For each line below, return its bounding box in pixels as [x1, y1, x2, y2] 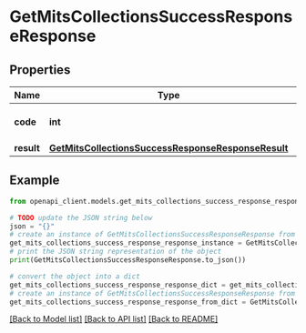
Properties [9, 62, 71, 77]
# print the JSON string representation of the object [9, 247, 222, 257]
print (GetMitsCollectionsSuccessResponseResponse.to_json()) [9, 256, 247, 265]
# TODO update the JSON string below [9, 213, 153, 222]
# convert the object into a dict [9, 271, 141, 281]
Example [9, 173, 60, 188]
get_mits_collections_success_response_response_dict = [9, 280, 226, 289]
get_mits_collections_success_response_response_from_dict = [9, 298, 247, 307]
